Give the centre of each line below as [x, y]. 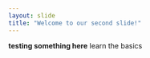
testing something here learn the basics [75, 45]
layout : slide [32, 15]
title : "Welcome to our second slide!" [75, 23]
